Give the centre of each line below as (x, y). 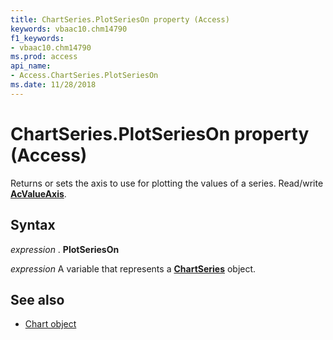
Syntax (33, 225)
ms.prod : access (44, 57)
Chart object (50, 324)
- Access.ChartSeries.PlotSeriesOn (84, 76)
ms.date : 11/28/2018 (53, 85)
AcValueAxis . (38, 193)
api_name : (31, 66)
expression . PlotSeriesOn (65, 249)
